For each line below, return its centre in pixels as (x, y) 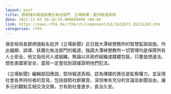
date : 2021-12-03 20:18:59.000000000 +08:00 (53, 19)
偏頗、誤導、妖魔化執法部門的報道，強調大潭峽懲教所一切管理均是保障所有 (88, 50)
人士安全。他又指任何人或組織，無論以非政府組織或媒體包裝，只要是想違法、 (85, 57)
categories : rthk (24, 29)
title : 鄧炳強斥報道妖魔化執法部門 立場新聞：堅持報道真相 (61, 15)
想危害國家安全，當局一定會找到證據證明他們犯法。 (59, 63)
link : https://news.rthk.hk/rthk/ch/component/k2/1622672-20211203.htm (83, 24)
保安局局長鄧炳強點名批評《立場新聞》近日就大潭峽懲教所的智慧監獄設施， (83, 44)
